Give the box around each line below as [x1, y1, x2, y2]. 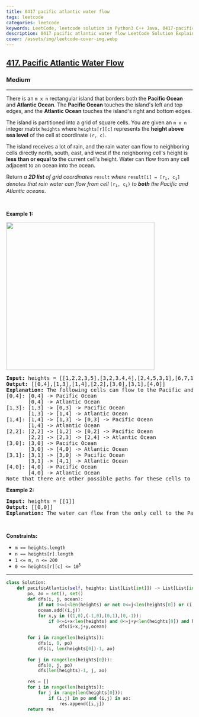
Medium [6, 76, 31, 84]
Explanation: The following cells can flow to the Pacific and [6, 387, 194, 393]
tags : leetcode [6, 14, 44, 20]
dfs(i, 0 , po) [37, 640, 73, 647]
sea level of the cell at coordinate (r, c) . [6, 131, 107, 138]
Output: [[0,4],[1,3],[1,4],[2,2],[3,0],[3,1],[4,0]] [6, 381, 166, 387]
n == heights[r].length [14, 551, 74, 557]
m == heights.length [14, 545, 66, 551]
